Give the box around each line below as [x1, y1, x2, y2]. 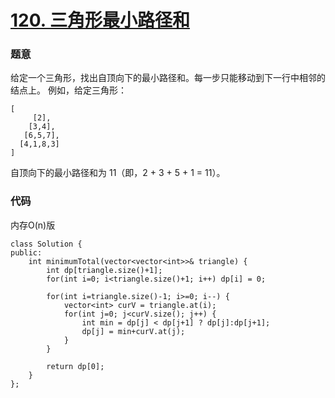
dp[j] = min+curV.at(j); [81, 326, 186, 336]
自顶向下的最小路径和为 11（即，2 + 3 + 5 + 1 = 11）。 [10, 167, 226, 179]
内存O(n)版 [10, 219, 56, 231]
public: [10, 247, 43, 258]
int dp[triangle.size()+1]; [46, 265, 163, 275]
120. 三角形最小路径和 [10, 9, 190, 32]
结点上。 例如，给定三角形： [10, 84, 127, 96]
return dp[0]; [46, 361, 105, 371]
